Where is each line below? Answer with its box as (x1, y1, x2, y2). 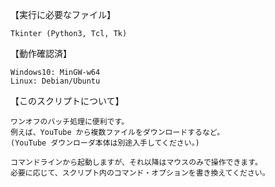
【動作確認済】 (10, 48, 72, 59)
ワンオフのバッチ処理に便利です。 (10, 117, 130, 127)
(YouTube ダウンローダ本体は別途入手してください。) (10, 138, 200, 148)
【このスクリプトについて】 (10, 95, 125, 107)
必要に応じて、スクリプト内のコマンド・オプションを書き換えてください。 (10, 168, 270, 178)
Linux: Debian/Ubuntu (10, 76, 101, 86)
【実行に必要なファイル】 (10, 9, 116, 20)
